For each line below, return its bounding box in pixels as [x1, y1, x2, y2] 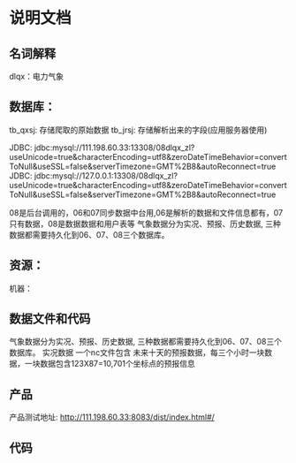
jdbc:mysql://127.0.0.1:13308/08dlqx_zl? [34, 170, 178, 181]
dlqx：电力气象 [9, 72, 65, 81]
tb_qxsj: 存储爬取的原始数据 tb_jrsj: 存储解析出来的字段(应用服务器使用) [9, 125, 268, 135]
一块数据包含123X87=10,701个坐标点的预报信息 [24, 359, 196, 369]
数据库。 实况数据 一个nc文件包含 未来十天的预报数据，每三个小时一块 [9, 347, 265, 358]
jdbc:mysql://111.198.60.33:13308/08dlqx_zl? [34, 142, 195, 153]
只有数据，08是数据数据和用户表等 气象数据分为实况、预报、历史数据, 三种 [9, 218, 281, 229]
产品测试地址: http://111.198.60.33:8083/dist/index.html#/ [9, 412, 215, 422]
